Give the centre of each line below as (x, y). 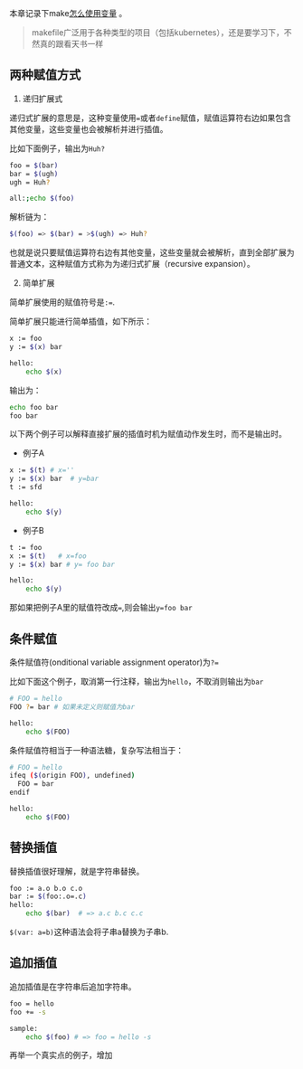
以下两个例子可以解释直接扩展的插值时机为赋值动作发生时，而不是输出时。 (148, 434)
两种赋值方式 (45, 75)
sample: (24, 1028)
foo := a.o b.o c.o (46, 888)
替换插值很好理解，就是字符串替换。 (77, 871)
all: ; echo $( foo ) (42, 199)
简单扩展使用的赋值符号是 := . (62, 302)
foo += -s (28, 1012)
